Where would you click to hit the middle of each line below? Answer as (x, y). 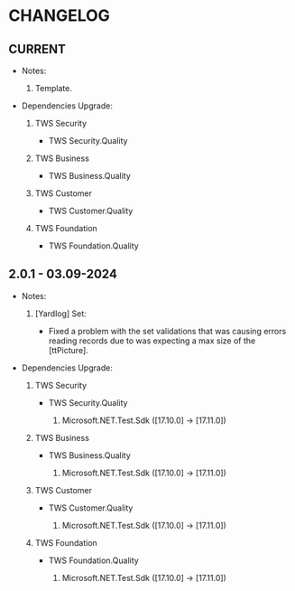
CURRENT (37, 49)
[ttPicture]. (69, 350)
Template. (54, 88)
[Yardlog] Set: (60, 314)
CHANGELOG (59, 16)
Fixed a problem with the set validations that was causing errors (167, 331)
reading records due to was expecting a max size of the (152, 341)
